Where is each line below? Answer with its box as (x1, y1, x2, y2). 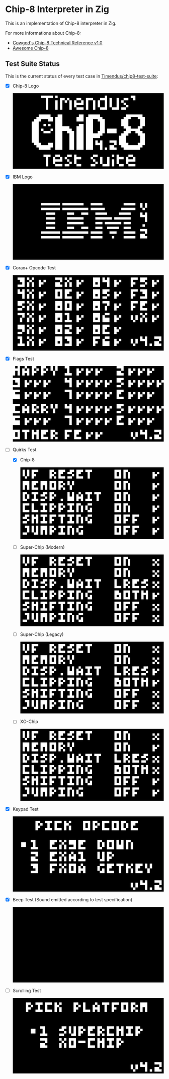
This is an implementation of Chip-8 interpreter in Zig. (5, 20, 117, 26)
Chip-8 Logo (12, 83, 39, 89)
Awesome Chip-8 (12, 45, 49, 51)
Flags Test (12, 356, 34, 362)
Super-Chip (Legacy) (20, 631, 64, 637)
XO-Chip (20, 718, 39, 725)
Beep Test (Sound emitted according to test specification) (12, 897, 133, 903)
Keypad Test (12, 806, 39, 812)
